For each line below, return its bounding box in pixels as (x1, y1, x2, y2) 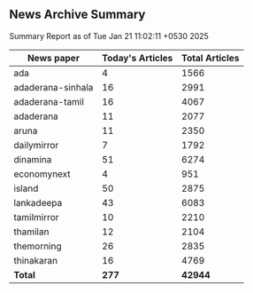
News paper (27, 51, 80, 64)
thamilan (13, 226, 50, 238)
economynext (13, 168, 71, 180)
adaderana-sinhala (13, 81, 94, 93)
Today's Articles (101, 51, 173, 64)
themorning (13, 240, 62, 252)
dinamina (13, 153, 52, 165)
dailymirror (13, 139, 59, 151)
